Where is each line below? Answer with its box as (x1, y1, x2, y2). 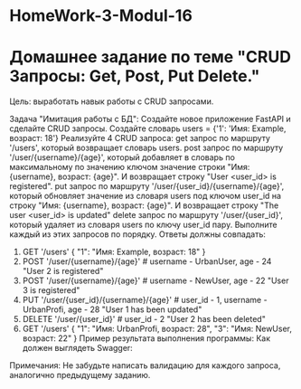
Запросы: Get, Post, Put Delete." (9, 66, 260, 87)
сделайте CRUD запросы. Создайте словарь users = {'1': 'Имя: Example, (9, 123, 287, 134)
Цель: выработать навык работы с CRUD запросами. (9, 96, 214, 107)
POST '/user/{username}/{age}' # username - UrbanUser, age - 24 (22, 256, 272, 267)
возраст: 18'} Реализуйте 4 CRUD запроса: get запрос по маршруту (9, 133, 271, 144)
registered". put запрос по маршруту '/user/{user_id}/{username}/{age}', (9, 181, 285, 192)
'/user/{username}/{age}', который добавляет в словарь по (9, 152, 235, 163)
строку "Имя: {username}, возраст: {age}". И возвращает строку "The (9, 200, 279, 211)
